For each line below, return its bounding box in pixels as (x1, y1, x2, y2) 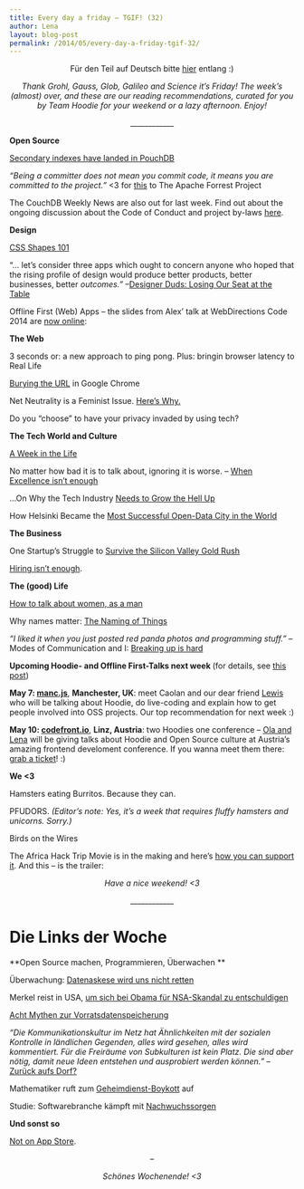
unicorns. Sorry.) (9, 816, 72, 827)
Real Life (9, 360, 43, 371)
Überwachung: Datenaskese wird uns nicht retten (9, 974, 195, 985)
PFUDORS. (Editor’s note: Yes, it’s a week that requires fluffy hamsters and (9, 806, 290, 817)
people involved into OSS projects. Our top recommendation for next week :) (9, 707, 295, 718)
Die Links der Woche (9, 927, 167, 947)
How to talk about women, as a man (9, 599, 143, 609)
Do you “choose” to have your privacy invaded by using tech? (9, 413, 240, 424)
